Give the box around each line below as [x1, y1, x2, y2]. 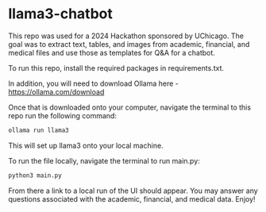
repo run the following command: [8, 110, 118, 120]
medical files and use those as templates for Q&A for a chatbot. [8, 48, 216, 57]
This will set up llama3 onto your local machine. [8, 141, 164, 150]
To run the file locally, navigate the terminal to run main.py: [8, 156, 200, 165]
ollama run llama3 [8, 126, 69, 134]
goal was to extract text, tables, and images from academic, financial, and [8, 39, 250, 48]
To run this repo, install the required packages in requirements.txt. [8, 63, 225, 72]
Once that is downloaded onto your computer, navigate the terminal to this [8, 102, 252, 112]
